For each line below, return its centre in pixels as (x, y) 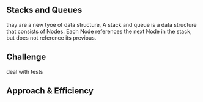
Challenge (26, 57)
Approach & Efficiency (50, 91)
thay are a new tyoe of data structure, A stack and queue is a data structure (102, 24)
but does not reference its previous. (51, 38)
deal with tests (25, 71)
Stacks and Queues (44, 10)
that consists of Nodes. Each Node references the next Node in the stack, (99, 31)
